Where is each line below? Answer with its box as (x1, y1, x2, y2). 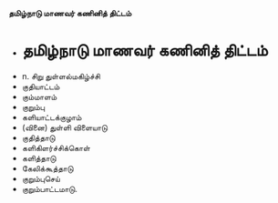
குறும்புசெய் (21, 173, 60, 184)
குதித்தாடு (21, 132, 56, 143)
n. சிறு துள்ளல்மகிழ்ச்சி (21, 70, 101, 81)
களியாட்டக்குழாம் (21, 111, 82, 122)
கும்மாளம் (21, 91, 57, 102)
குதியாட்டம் (21, 81, 60, 92)
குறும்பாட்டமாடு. (21, 183, 78, 194)
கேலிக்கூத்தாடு (21, 163, 74, 174)
